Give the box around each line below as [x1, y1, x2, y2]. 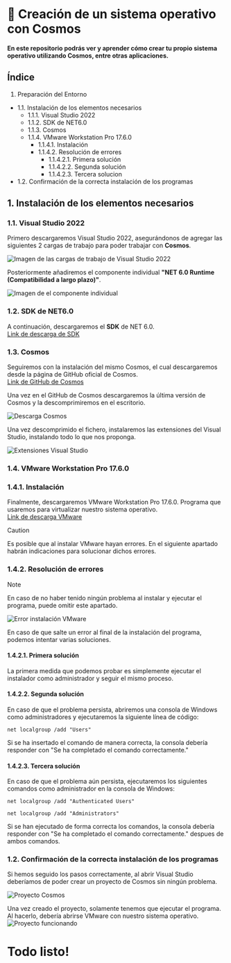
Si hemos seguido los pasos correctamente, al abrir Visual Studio [7, 870, 194, 878]
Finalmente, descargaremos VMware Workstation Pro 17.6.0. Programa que [7, 498, 221, 507]
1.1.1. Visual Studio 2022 [27, 110, 96, 119]
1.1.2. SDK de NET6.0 [27, 118, 87, 126]
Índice [7, 72, 35, 83]
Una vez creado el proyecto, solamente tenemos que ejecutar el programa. [7, 905, 221, 913]
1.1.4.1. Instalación [37, 140, 88, 149]
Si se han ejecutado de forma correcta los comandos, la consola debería [7, 823, 215, 831]
